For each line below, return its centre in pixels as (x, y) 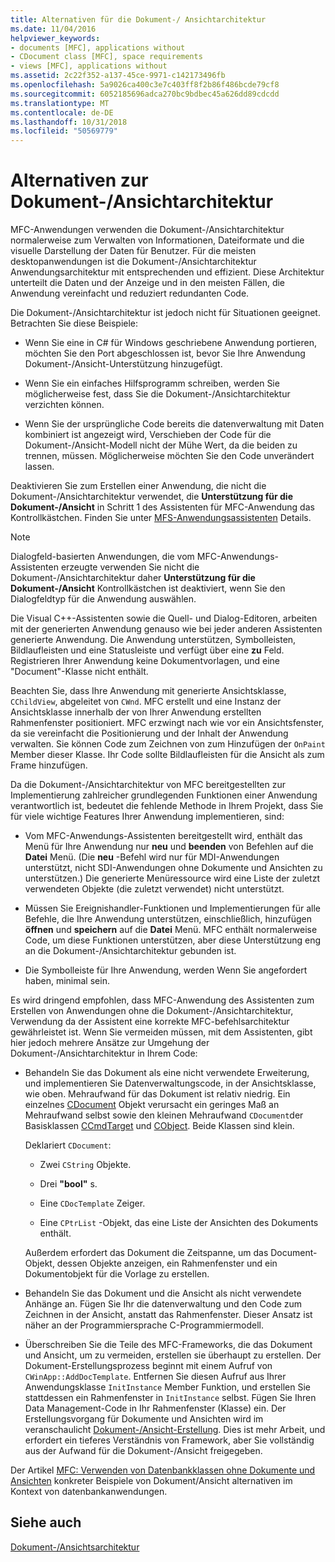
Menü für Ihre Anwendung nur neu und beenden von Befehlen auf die (169, 847)
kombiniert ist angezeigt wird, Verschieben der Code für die (148, 435)
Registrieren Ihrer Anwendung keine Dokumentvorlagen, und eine (145, 661)
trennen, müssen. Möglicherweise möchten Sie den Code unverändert (169, 456)
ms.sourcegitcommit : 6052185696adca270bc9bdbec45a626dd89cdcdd (145, 94)
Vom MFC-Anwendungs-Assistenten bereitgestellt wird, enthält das (163, 836)
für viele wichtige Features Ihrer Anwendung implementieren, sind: (147, 817)
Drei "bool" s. (68, 1184)
